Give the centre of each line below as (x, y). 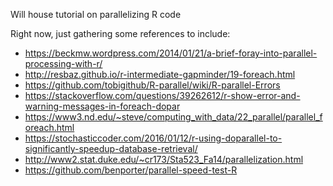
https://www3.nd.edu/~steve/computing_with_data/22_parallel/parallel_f (173, 117)
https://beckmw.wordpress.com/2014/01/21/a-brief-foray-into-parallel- (171, 53)
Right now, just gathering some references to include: (120, 33)
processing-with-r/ (63, 63)
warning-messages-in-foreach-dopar (102, 106)
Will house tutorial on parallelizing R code (96, 14)
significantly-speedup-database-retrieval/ (111, 148)
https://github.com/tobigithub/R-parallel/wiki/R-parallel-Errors (152, 85)
